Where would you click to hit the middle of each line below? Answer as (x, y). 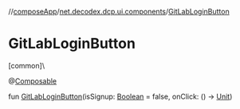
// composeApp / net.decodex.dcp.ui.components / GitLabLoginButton (119, 12)
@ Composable (33, 81)
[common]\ (27, 65)
